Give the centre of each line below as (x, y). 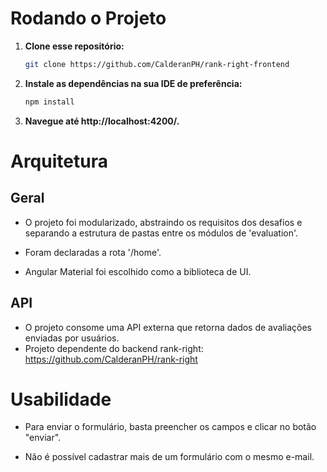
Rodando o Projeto (88, 18)
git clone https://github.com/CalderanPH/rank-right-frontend (157, 64)
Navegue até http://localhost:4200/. (102, 121)
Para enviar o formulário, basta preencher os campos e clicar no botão (170, 427)
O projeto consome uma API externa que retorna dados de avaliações (168, 327)
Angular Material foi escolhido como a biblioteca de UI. (138, 271)
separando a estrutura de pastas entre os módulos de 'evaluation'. (161, 233)
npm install (49, 102)
